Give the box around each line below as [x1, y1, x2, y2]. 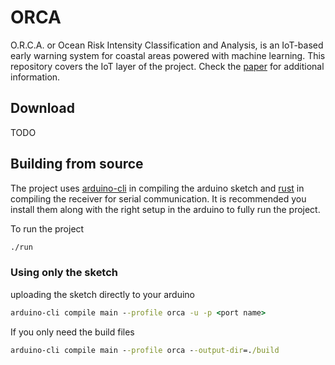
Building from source [10, 156, 144, 173]
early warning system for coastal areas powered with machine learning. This [10, 49, 326, 61]
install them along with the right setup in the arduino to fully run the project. [10, 203, 321, 215]
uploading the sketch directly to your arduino [10, 288, 195, 300]
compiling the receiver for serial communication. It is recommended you [10, 192, 307, 205]
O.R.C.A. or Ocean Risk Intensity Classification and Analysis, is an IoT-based [10, 39, 324, 51]
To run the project [10, 222, 85, 235]
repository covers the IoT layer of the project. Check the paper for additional [10, 60, 325, 72]
